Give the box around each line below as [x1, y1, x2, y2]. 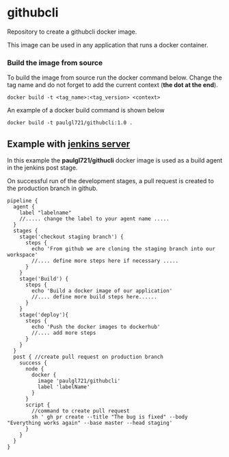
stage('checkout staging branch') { [19, 233, 124, 241]
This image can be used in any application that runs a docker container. [7, 40, 208, 49]
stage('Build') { [19, 276, 69, 283]
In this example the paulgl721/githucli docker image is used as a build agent [7, 156, 223, 165]
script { [25, 401, 51, 409]
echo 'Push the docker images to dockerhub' [31, 324, 161, 331]
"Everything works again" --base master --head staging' [7, 420, 173, 427]
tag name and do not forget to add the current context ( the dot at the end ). [7, 81, 219, 89]
